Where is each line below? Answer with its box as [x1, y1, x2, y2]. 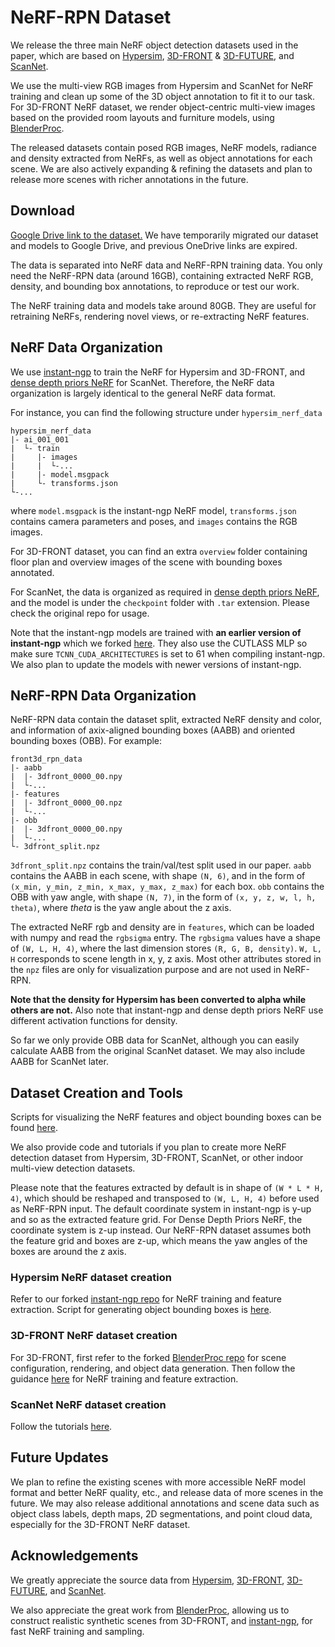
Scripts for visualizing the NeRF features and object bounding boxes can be [10, 1111, 322, 1123]
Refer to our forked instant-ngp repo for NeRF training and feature [10, 1293, 283, 1305]
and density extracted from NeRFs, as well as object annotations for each [10, 152, 313, 164]
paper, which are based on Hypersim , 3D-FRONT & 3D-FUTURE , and [10, 49, 295, 61]
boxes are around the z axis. [10, 1246, 127, 1258]
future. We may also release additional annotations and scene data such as [10, 1497, 320, 1509]
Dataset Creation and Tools [10, 1084, 184, 1101]
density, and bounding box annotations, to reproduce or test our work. [10, 280, 300, 292]
